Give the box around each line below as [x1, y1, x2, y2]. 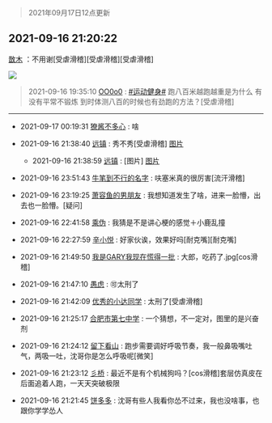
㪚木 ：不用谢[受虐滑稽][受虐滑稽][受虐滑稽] [8, 54, 154, 64]
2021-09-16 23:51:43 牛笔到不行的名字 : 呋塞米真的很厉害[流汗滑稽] [19, 173, 245, 183]
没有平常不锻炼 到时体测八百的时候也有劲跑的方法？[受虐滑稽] [28, 96, 235, 106]
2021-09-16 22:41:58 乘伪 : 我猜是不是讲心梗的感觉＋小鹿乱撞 [19, 218, 226, 227]
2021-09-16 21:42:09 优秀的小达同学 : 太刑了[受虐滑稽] [19, 296, 203, 306]
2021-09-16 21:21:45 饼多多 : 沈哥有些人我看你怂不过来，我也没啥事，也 [19, 396, 260, 405]
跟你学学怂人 [19, 405, 63, 415]
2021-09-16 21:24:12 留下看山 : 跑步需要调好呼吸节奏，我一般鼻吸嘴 [19, 341, 245, 350]
